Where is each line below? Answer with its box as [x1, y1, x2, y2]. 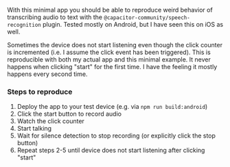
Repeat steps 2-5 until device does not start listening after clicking [16, 146, 205, 155]
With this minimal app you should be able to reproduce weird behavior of [7, 6, 213, 14]
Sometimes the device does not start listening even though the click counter [7, 41, 223, 49]
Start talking [16, 125, 52, 133]
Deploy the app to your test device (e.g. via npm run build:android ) [16, 103, 208, 111]
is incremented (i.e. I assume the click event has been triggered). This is [7, 48, 211, 56]
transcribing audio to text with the [7, 13, 103, 21]
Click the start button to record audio [16, 110, 122, 118]
